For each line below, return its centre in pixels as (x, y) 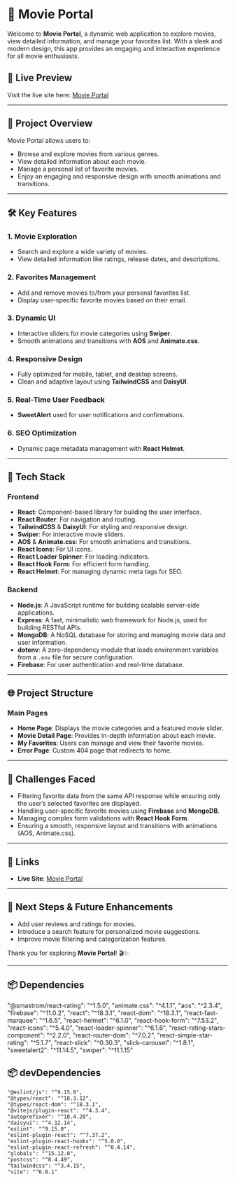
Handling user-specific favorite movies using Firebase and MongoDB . (119, 811)
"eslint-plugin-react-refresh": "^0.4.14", (72, 1147)
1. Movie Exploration (42, 236)
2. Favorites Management (52, 277)
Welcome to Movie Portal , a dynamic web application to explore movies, (112, 34)
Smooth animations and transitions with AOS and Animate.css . (108, 341)
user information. (42, 642)
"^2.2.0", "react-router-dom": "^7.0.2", (101, 1035)
